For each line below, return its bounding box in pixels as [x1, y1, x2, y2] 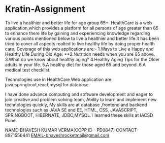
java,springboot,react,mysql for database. [5, 81, 90, 87]
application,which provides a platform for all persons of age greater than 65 [5, 25, 159, 31]
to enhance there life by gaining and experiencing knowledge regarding [5, 30, 150, 36]
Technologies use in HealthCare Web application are [5, 76, 112, 82]
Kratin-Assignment [5, 3, 85, 15]
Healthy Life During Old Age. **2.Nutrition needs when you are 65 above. [5, 51, 155, 57]
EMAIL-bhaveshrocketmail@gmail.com [31, 132, 109, 138]
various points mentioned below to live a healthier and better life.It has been [5, 36, 159, 41]
